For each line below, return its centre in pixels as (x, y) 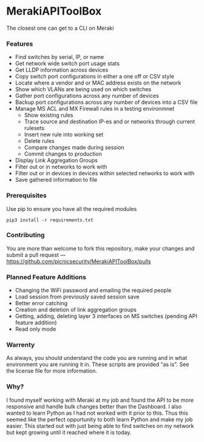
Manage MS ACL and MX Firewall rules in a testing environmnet (95, 109)
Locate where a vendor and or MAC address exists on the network (98, 83)
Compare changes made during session (74, 148)
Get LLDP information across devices (62, 70)
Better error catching (41, 303)
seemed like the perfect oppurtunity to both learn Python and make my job (100, 419)
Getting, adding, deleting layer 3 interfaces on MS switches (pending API (106, 316)
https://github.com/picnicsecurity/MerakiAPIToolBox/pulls (79, 261)
